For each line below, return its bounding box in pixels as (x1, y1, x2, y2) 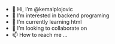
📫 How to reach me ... (11, 32, 68, 38)
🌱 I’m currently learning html (11, 18, 82, 25)
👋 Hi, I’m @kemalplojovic (11, 6, 73, 12)
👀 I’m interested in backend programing (11, 12, 110, 19)
